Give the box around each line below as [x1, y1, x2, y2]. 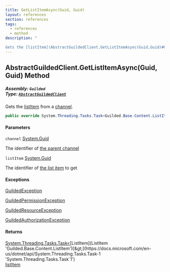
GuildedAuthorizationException [5, 217, 70, 223]
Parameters [5, 124, 30, 130]
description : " [5, 36, 37, 41]
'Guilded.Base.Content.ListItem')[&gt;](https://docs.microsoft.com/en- [5, 245, 152, 251]
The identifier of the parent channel [5, 145, 79, 152]
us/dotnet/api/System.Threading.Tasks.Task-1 [5, 251, 101, 257]
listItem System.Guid [5, 155, 52, 161]
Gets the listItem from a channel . [5, 104, 73, 110]
